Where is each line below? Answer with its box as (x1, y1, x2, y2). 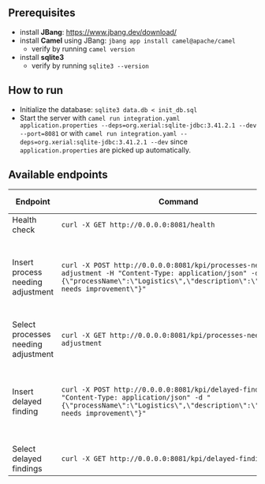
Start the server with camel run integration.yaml (19, 113, 181, 122)
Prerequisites (8, 6, 76, 20)
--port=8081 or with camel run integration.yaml (19, 128, 177, 137)
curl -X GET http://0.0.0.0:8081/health (61, 220, 215, 230)
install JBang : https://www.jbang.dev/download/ (19, 27, 177, 36)
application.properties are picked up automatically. (19, 145, 192, 155)
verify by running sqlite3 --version (31, 61, 150, 70)
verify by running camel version (31, 43, 136, 54)
